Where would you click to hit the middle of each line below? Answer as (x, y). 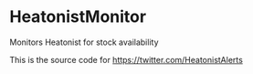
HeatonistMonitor (78, 17)
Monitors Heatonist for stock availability (84, 42)
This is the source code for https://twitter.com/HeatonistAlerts (126, 59)
